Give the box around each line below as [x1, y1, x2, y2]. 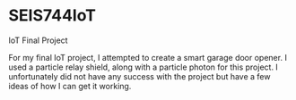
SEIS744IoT [8, 5, 96, 26]
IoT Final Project [8, 35, 68, 46]
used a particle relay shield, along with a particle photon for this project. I [8, 62, 279, 72]
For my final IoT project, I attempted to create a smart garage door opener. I [8, 52, 288, 62]
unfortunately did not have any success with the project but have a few [8, 71, 271, 81]
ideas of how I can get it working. [8, 80, 132, 91]
